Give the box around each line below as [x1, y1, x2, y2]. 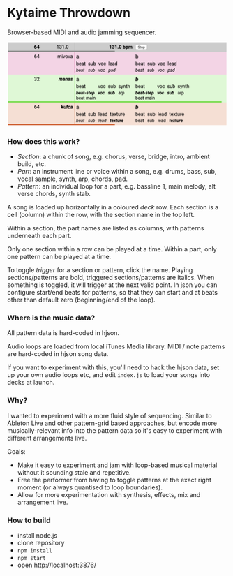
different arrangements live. [7, 434, 87, 442]
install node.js [17, 531, 58, 540]
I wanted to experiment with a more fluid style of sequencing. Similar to [7, 411, 212, 420]
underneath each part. [7, 232, 72, 240]
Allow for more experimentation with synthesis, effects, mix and [17, 490, 201, 499]
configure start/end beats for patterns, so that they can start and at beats [7, 288, 218, 297]
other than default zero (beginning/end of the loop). [7, 295, 156, 304]
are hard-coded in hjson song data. [7, 350, 109, 358]
